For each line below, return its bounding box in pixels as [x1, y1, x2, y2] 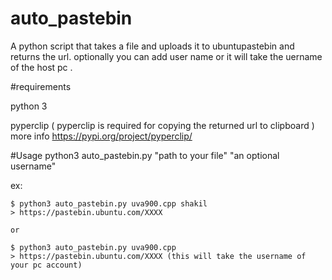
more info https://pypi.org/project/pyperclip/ [10, 130, 193, 142]
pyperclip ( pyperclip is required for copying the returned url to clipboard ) [10, 119, 315, 131]
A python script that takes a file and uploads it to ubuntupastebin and [10, 40, 295, 52]
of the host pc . [10, 61, 73, 73]
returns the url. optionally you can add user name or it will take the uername [10, 50, 323, 62]
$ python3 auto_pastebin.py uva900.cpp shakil [10, 198, 208, 209]
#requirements [10, 80, 72, 92]
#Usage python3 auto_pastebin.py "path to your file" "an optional [10, 149, 280, 161]
